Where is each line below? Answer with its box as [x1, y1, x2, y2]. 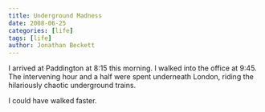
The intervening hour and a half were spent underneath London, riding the [8, 72, 255, 82]
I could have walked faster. [8, 96, 97, 106]
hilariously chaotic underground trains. [8, 81, 137, 90]
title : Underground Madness [8, 11, 103, 20]
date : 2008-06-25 [8, 19, 67, 27]
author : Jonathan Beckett [8, 42, 95, 50]
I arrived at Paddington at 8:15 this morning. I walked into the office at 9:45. [8, 63, 257, 73]
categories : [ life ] [8, 26, 74, 34]
